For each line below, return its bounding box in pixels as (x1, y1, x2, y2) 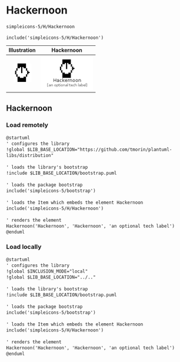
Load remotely (6, 121, 49, 129)
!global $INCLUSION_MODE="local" (6, 268, 88, 274)
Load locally (6, 243, 42, 251)
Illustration (8, 47, 36, 54)
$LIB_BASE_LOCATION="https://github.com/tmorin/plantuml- (27, 147, 172, 152)
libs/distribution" (6, 152, 54, 158)
